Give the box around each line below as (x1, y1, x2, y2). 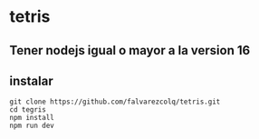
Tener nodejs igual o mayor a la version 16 (9, 43, 251, 58)
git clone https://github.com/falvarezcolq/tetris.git (9, 97, 221, 106)
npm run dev (9, 121, 54, 131)
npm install (9, 114, 54, 123)
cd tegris (9, 105, 47, 114)
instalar (9, 73, 53, 88)
